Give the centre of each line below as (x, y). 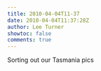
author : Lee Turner (36, 27)
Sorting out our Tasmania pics (50, 60)
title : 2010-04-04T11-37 (43, 14)
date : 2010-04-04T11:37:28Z (48, 20)
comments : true (29, 40)
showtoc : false (29, 33)
